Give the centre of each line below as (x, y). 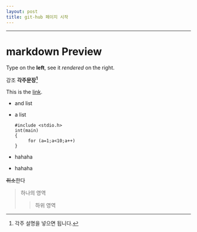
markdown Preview (54, 51)
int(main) (27, 131)
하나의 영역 (33, 193)
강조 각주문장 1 (22, 80)
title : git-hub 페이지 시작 (37, 17)
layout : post (22, 11)
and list (23, 103)
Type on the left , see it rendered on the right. (60, 68)
